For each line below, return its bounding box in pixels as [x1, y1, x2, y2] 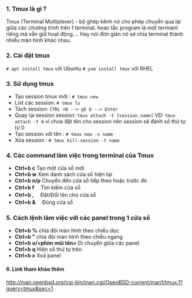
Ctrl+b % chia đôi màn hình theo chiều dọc [14, 227, 119, 234]
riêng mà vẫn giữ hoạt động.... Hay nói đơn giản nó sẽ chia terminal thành [6, 31, 184, 38]
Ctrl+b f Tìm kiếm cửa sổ [14, 184, 81, 191]
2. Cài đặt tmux [6, 52, 50, 60]
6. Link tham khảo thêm [6, 266, 65, 273]
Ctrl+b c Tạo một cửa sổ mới [14, 165, 85, 172]
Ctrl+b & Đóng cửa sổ [14, 199, 73, 206]
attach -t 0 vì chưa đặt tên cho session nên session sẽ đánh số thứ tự [14, 118, 186, 125]
